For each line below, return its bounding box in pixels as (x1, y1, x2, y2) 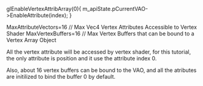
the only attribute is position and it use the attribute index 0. (6, 55, 157, 62)
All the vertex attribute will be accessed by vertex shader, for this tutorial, (6, 48, 191, 56)
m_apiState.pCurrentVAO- (82, 5, 148, 12)
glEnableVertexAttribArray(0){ (6, 5, 82, 12)
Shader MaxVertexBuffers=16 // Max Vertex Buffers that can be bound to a (6, 30, 194, 37)
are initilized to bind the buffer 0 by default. (6, 73, 116, 80)
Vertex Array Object (6, 37, 56, 43)
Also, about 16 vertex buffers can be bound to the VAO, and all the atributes (6, 66, 197, 74)
